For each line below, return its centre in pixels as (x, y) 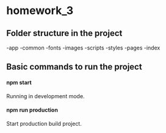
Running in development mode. (45, 96)
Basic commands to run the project (74, 67)
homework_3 (40, 11)
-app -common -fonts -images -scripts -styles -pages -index (83, 48)
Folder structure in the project (64, 33)
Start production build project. (44, 123)
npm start (19, 82)
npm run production (32, 110)
